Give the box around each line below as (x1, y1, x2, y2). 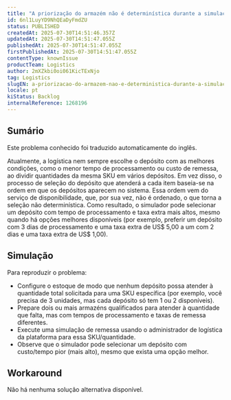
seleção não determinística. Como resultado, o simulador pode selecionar (7, 200, 217, 209)
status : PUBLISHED (7, 23, 60, 30)
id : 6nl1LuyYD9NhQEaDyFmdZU (7, 17, 88, 23)
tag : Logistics (7, 74, 51, 81)
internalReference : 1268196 (7, 100, 88, 107)
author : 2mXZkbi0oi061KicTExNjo (7, 67, 100, 74)
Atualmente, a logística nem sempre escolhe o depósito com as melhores (7, 156, 214, 165)
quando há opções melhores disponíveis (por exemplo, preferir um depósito (7, 215, 223, 224)
